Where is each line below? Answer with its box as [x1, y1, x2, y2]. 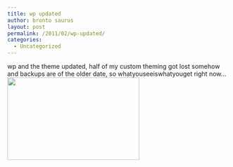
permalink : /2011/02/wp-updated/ [7, 29, 106, 37]
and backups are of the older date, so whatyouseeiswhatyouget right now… [7, 69, 227, 78]
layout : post [7, 23, 46, 30]
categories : [7, 36, 42, 44]
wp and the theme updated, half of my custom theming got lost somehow [7, 62, 220, 70]
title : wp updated [7, 10, 61, 18]
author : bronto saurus [7, 17, 74, 24]
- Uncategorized [13, 43, 61, 50]
